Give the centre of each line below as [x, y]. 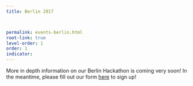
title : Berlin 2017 [30, 11]
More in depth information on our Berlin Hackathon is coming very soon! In [96, 70]
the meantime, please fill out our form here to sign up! [71, 77]
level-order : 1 [25, 43]
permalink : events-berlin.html [44, 32]
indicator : [19, 54]
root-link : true [26, 38]
